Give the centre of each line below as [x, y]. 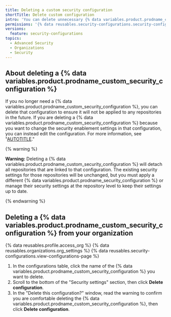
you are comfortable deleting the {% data [56, 299]
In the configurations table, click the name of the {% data [73, 266]
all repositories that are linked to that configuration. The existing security [81, 170]
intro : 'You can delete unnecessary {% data [53, 19]
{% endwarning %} [25, 201]
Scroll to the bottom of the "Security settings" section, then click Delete [88, 282]
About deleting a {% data [46, 73]
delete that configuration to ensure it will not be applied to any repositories [83, 112]
